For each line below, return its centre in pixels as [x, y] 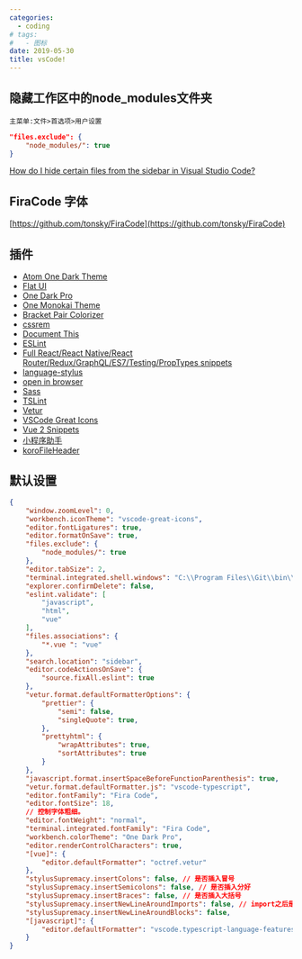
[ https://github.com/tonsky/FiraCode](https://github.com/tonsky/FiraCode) [147, 224]
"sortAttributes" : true [102, 754]
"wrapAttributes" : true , [104, 745]
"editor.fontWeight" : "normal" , [86, 820]
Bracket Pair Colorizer [63, 315]
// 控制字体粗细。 [55, 812]
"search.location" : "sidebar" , [84, 661]
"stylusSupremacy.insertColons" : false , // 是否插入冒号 [130, 879]
